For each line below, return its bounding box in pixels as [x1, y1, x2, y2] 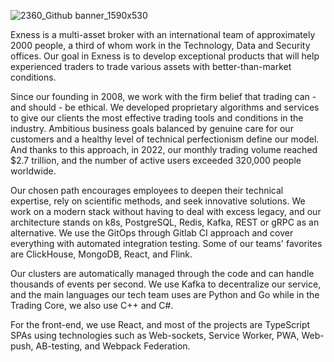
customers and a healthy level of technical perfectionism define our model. [10, 133, 320, 145]
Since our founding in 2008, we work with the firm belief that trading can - [10, 91, 317, 102]
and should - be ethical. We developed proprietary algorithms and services [10, 101, 320, 113]
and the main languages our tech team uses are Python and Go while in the [10, 289, 320, 300]
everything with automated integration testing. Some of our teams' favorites [10, 238, 323, 249]
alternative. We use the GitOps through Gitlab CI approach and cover [10, 227, 294, 239]
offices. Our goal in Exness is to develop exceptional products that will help [10, 50, 320, 62]
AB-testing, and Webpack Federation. [35, 340, 191, 352]
